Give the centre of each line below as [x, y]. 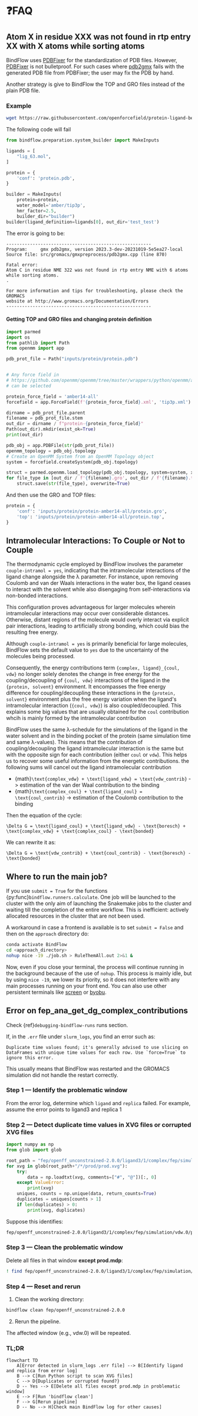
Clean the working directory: [49, 1299]
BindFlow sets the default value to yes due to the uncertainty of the [88, 650]
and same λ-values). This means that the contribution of [75, 742]
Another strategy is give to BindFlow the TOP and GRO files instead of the [95, 84]
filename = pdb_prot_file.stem [44, 418]
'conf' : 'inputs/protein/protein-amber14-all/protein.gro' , [92, 511]
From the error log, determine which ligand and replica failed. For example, [98, 1103]
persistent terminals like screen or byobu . [57, 992]
